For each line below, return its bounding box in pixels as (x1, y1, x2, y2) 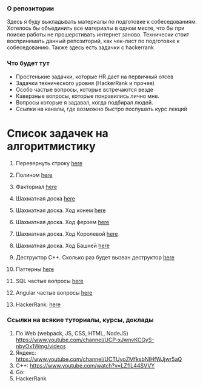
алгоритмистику (7, 139, 96, 153)
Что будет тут (7, 59, 50, 67)
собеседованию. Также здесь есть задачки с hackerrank (7, 44, 154, 51)
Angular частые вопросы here (15, 289, 93, 296)
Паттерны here (15, 265, 54, 273)
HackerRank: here (15, 301, 61, 308)
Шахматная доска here (15, 194, 75, 202)
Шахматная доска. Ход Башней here (15, 242, 110, 249)
